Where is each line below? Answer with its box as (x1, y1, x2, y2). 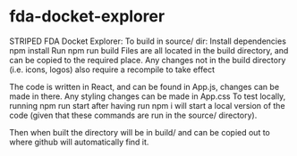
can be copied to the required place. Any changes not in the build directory (9, 54, 286, 65)
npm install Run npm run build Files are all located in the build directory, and (9, 45, 289, 55)
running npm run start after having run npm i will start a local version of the (9, 100, 285, 111)
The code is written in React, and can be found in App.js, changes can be (9, 81, 280, 92)
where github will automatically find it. (9, 136, 149, 147)
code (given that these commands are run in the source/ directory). (9, 110, 258, 120)
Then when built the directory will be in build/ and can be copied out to (9, 127, 270, 137)
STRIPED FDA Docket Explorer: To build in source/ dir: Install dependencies (9, 36, 286, 46)
